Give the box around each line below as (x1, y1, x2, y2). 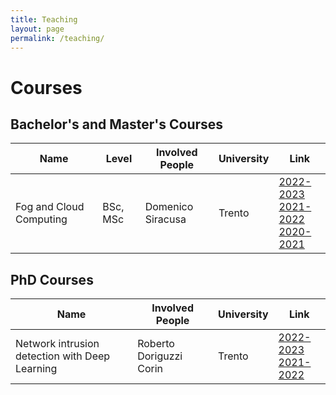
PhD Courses (10, 271, 94, 288)
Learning (15, 362, 58, 376)
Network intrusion (15, 337, 100, 351)
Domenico (144, 200, 194, 214)
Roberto (137, 337, 175, 351)
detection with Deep (15, 349, 111, 363)
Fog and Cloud (15, 200, 85, 214)
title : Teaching (10, 14, 78, 25)
